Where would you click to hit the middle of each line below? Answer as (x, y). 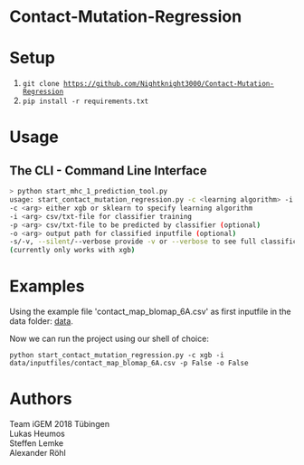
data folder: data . (42, 321)
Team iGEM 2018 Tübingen (60, 424)
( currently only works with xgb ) (72, 251)
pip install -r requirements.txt (85, 101)
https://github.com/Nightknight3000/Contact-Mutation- (168, 84)
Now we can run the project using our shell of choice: (109, 339)
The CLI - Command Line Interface (108, 171)
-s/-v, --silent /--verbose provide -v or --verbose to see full (133, 242)
